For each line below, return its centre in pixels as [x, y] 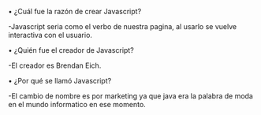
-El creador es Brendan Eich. [55, 65]
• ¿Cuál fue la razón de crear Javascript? [75, 11]
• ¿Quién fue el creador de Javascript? [71, 50]
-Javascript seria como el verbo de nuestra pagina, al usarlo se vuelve [123, 26]
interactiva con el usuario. [50, 35]
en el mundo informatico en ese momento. [77, 104]
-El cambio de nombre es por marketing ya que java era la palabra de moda [131, 96]
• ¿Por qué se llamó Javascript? [60, 81]
